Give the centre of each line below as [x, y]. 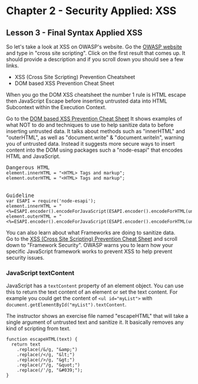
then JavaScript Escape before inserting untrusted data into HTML [87, 101]
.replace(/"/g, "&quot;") [49, 365]
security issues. [25, 257]
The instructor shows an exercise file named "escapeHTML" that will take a [97, 316]
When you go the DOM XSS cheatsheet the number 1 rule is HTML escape [96, 95]
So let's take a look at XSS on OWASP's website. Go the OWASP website [94, 47]
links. [13, 65]
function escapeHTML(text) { [42, 339]
